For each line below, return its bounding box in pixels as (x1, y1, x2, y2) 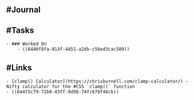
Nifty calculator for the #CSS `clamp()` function (6, 84, 135, 90)
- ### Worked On (6, 41, 47, 47)
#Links (6, 62, 32, 72)
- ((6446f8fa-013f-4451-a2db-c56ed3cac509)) (17, 46, 130, 53)
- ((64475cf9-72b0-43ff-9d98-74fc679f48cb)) (6, 89, 119, 95)
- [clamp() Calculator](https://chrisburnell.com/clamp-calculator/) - (6, 78, 189, 84)
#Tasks (6, 25, 35, 35)
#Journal (6, 5, 41, 15)
